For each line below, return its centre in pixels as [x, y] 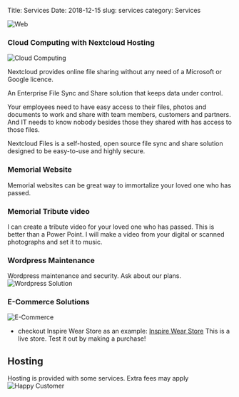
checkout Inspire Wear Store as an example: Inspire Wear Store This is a [124, 331]
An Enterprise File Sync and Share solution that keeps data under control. [115, 93]
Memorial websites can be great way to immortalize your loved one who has [119, 185]
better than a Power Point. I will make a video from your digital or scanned [116, 234]
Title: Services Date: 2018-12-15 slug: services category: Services [104, 10]
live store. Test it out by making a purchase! [82, 339]
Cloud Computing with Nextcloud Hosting [81, 42]
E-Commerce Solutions [49, 302]
